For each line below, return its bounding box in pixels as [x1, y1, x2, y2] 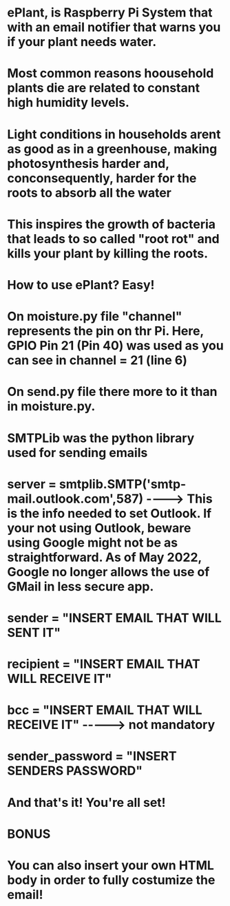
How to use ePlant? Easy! [7, 277, 155, 293]
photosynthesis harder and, [7, 156, 169, 171]
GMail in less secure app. [7, 578, 154, 594]
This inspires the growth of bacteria [7, 216, 216, 232]
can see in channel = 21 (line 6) [7, 352, 188, 368]
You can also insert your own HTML [7, 858, 215, 873]
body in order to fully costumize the [7, 872, 216, 887]
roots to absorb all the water [7, 185, 172, 200]
